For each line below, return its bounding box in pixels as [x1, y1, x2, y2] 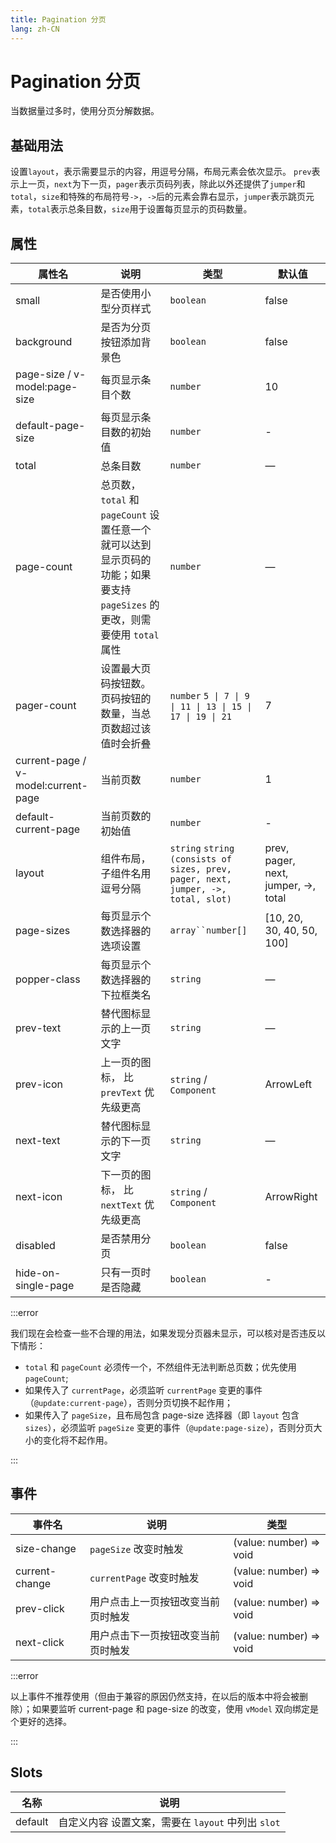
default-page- [15, 419, 86, 433]
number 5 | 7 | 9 [169, 691, 250, 702]
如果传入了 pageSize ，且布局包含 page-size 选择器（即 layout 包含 [24, 1409, 300, 1421]
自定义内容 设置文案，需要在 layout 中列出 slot [58, 1815, 281, 1829]
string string [169, 843, 235, 855]
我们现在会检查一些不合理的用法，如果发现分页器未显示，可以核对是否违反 [10, 1327, 317, 1340]
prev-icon [15, 1077, 63, 1091]
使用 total [110, 628, 160, 642]
